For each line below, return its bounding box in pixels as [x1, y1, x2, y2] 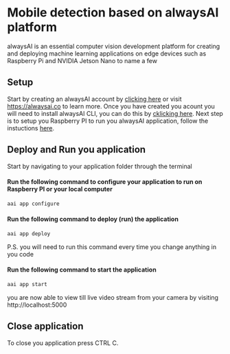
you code [7, 250, 34, 258]
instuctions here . [7, 123, 55, 132]
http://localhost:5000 [7, 300, 67, 309]
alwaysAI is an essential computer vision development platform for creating [7, 42, 220, 50]
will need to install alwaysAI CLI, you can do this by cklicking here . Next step [7, 109, 223, 117]
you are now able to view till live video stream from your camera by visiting [7, 293, 218, 301]
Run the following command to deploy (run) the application [7, 215, 179, 224]
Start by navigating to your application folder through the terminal [7, 162, 192, 170]
